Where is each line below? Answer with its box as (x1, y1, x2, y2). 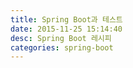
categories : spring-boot (10, 42, 114, 53)
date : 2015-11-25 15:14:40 (10, 24, 123, 34)
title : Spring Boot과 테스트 (10, 14, 123, 25)
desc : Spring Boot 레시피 (10, 33, 112, 43)
